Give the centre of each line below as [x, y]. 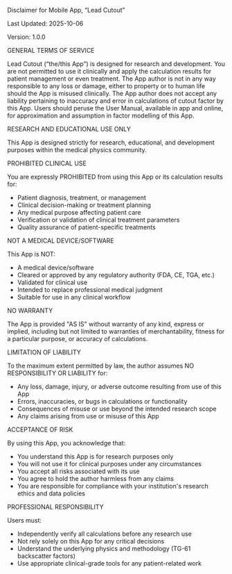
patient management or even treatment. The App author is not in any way [111, 79]
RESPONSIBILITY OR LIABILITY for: [57, 373]
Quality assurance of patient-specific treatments [86, 227]
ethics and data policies [51, 493]
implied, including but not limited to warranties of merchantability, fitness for [116, 331]
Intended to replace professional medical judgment [90, 290]
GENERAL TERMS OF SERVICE [51, 50]
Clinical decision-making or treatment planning [84, 205]
